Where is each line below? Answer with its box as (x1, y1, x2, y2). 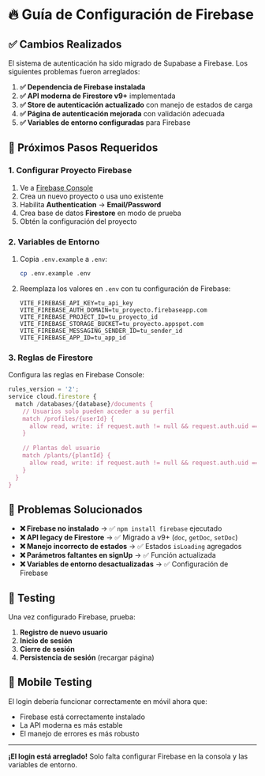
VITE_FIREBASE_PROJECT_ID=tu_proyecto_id (19, 312, 158, 321)
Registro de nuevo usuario (19, 627, 108, 638)
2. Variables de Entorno (8, 236, 100, 247)
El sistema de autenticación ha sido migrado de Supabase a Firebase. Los (8, 59, 248, 68)
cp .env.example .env (19, 269, 91, 278)
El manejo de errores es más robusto (19, 729, 140, 738)
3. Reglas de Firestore (8, 352, 93, 363)
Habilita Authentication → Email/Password (19, 199, 162, 209)
